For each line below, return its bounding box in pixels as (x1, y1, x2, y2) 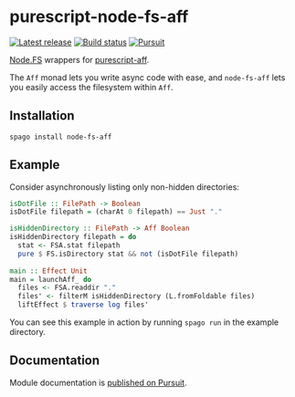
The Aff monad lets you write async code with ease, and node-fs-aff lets (9, 71, 286, 83)
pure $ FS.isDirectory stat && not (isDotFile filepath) (17, 249, 239, 258)
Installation (9, 108, 75, 124)
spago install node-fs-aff (9, 132, 112, 141)
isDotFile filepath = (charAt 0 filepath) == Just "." (9, 207, 223, 216)
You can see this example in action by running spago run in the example (9, 317, 279, 328)
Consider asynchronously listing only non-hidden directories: (9, 181, 240, 193)
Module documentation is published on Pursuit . (9, 377, 187, 388)
